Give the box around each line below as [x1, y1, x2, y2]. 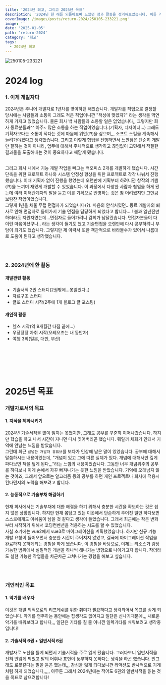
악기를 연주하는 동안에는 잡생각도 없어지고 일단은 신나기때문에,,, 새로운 [23, 613, 160, 619]
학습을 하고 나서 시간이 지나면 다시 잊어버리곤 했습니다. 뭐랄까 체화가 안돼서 [10, 436, 156, 442]
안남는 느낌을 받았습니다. [14, 442, 62, 448]
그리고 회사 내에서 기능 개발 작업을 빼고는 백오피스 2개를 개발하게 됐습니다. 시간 [5, 165, 159, 171]
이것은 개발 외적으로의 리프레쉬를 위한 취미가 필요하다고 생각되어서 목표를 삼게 [5, 607, 156, 613]
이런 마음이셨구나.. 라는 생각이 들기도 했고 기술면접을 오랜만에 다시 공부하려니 [5, 221, 155, 227]
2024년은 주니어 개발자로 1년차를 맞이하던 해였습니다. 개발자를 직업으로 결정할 [5, 106, 157, 112]
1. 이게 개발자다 [5, 94, 40, 101]
